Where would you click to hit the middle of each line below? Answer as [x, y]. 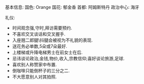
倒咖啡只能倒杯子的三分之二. [41, 71]
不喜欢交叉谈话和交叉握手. [39, 34]
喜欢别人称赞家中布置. [34, 64]
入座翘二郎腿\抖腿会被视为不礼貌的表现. [52, 40]
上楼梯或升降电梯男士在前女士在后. [47, 52]
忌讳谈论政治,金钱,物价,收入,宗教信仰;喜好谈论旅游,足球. [68, 58]
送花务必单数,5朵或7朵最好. [40, 46]
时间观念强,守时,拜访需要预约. [42, 28]
